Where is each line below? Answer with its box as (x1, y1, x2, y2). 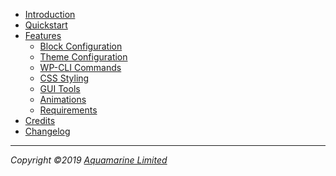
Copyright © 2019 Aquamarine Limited (10, 154, 168, 166)
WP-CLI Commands (39, 62, 122, 73)
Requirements (39, 104, 98, 116)
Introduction (24, 9, 76, 20)
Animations (39, 94, 87, 105)
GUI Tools (39, 83, 81, 94)
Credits (24, 115, 56, 126)
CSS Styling (39, 72, 90, 84)
